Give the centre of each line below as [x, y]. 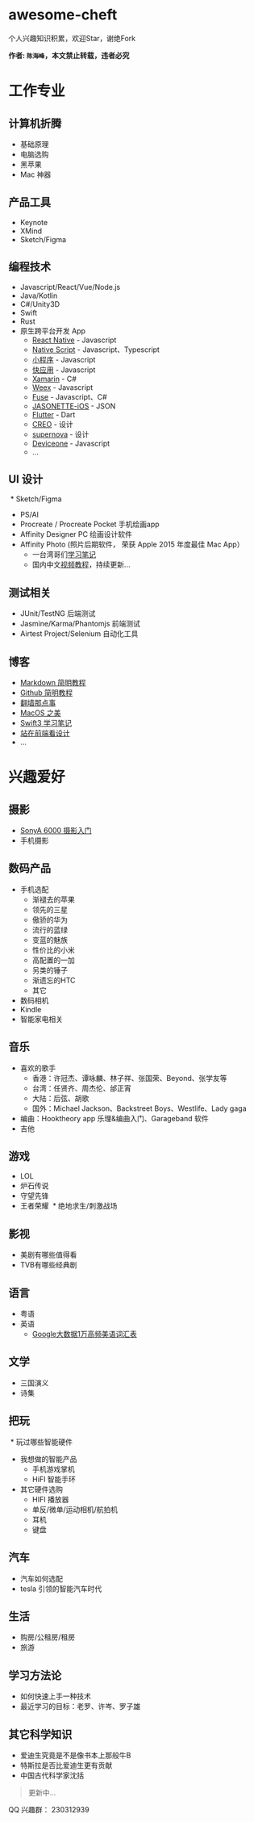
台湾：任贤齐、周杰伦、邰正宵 [81, 1088]
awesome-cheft [63, 15]
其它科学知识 [40, 1734]
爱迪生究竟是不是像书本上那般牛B [75, 1755]
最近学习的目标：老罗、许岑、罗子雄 [80, 1707]
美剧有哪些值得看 [48, 1255]
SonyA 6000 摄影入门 [56, 830]
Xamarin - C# [54, 379]
